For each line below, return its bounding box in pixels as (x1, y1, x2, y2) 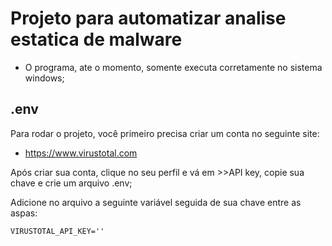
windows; (24, 72, 65, 84)
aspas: (10, 207, 38, 219)
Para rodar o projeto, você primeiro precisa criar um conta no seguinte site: (10, 127, 320, 139)
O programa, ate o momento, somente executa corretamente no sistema (24, 61, 323, 73)
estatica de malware (10, 28, 183, 51)
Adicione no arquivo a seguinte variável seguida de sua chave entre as (10, 196, 302, 208)
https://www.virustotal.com (24, 147, 138, 159)
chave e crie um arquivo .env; (10, 177, 133, 189)
